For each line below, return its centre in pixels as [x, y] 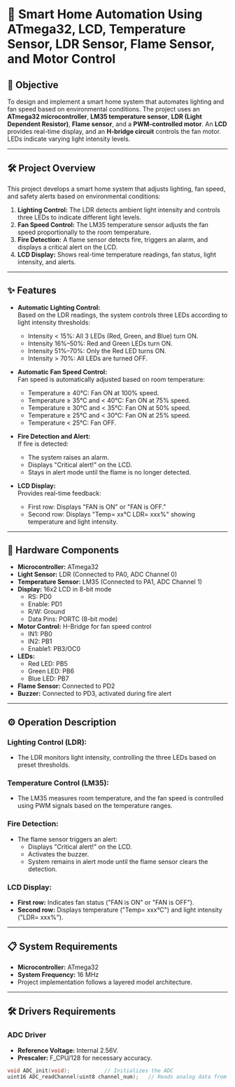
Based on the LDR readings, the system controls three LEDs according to [122, 315]
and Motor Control [62, 59]
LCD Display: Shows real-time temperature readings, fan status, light [117, 254]
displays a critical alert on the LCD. [67, 247]
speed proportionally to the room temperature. [84, 232]
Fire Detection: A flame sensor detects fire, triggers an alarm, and [113, 239]
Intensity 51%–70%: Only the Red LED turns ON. [97, 350]
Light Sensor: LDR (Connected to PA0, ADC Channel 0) [97, 575]
